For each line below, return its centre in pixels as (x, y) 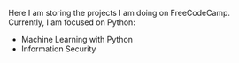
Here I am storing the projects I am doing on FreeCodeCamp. (119, 13)
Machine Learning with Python (77, 39)
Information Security (58, 49)
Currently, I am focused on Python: (72, 22)
